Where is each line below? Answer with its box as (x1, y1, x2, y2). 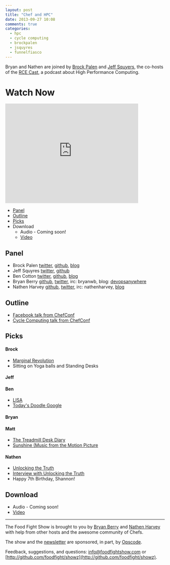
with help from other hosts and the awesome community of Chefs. (5, 529, 144, 535)
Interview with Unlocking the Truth (12, 470, 85, 476)
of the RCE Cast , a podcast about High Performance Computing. (5, 69, 140, 75)
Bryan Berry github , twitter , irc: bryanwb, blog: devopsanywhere (12, 279, 147, 285)
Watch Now (5, 86, 55, 98)
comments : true (5, 21, 37, 27)
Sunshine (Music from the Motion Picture (12, 442, 99, 448)
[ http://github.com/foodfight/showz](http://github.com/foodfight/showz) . (5, 554, 157, 560)
